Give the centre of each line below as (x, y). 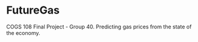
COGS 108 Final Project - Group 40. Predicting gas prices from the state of (99, 27)
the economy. (23, 33)
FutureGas (33, 10)
